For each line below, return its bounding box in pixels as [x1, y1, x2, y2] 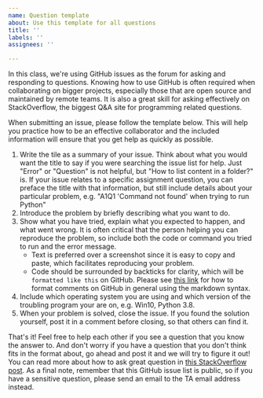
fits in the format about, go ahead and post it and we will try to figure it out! [8, 349, 250, 359]
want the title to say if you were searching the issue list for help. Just [19, 158, 242, 168]
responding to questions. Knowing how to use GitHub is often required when [8, 78, 256, 87]
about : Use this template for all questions [8, 19, 156, 27]
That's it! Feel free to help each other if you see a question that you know [8, 332, 245, 342]
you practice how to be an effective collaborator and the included [8, 127, 220, 136]
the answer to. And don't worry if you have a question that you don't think [8, 341, 247, 350]
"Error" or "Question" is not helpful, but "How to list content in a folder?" [19, 167, 254, 176]
